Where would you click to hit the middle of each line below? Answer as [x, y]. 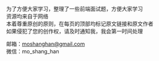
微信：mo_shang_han [33, 51]
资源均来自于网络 [27, 16]
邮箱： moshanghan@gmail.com [46, 44]
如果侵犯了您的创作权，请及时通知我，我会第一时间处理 [74, 31]
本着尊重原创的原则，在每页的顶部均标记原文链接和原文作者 [80, 24]
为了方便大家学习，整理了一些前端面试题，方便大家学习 [74, 9]
